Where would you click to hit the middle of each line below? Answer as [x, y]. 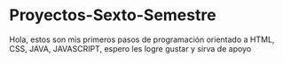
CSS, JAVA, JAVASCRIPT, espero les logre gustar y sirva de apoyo [130, 48]
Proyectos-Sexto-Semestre [113, 15]
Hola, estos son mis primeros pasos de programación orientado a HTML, [142, 39]
